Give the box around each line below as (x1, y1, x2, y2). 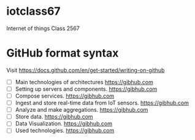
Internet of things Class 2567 (6, 25, 80, 32)
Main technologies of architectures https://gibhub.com (15, 78, 153, 85)
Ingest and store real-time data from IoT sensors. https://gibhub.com (15, 99, 189, 107)
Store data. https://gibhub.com (15, 113, 93, 120)
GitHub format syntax (6, 46, 119, 60)
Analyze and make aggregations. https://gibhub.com (15, 106, 148, 114)
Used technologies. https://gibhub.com (15, 127, 115, 134)
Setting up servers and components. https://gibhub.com (15, 85, 158, 93)
